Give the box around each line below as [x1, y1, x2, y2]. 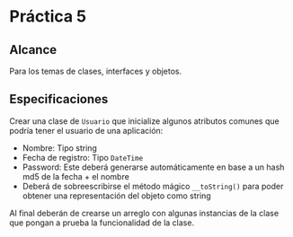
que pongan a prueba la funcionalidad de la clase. [9, 217, 195, 228]
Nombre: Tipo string [22, 142, 97, 154]
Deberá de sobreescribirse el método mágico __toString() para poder [22, 180, 284, 191]
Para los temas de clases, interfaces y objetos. [9, 66, 182, 76]
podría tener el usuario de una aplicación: [9, 125, 164, 136]
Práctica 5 [9, 6, 87, 27]
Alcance [9, 42, 58, 57]
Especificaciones [9, 92, 109, 107]
